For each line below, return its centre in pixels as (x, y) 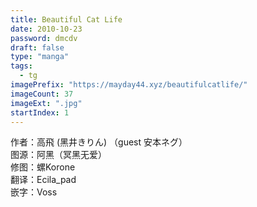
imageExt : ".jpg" (46, 103)
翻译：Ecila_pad (43, 180)
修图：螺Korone (43, 167)
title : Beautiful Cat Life (66, 19)
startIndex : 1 (40, 112)
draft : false (37, 47)
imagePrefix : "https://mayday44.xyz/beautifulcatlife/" (129, 85)
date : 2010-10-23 (46, 29)
